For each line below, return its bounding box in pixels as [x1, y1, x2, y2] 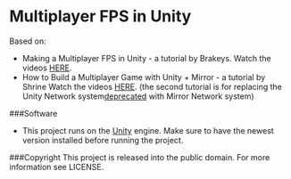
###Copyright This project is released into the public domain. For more [9, 151, 270, 162]
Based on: [9, 36, 46, 46]
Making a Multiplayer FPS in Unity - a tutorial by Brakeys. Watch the [21, 53, 271, 63]
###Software [9, 108, 58, 118]
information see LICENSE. [9, 161, 104, 172]
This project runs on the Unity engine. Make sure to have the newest [21, 125, 274, 135]
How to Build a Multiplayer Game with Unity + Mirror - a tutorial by [21, 71, 266, 82]
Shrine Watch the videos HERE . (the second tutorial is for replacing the [21, 81, 283, 92]
